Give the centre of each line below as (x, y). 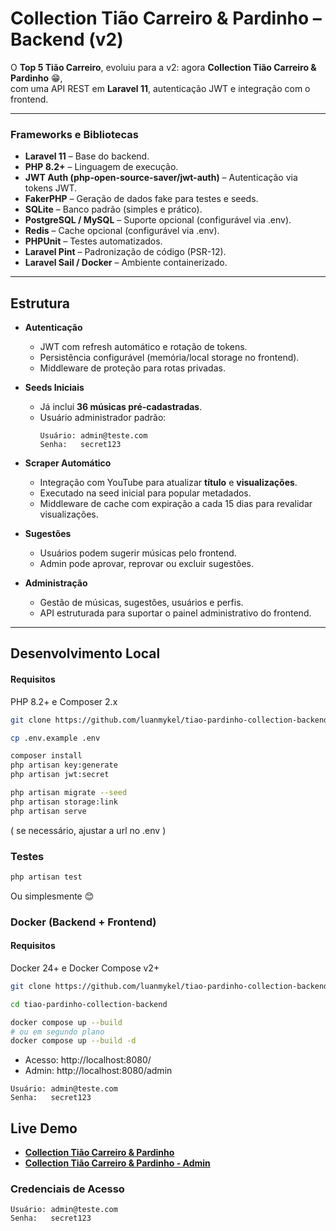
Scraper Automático (68, 463)
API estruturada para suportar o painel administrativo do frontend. (175, 613)
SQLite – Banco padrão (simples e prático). (113, 209)
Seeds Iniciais (54, 388)
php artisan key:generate (64, 765)
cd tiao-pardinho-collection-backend (89, 1004)
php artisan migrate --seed (69, 793)
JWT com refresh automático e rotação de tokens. (143, 347)
